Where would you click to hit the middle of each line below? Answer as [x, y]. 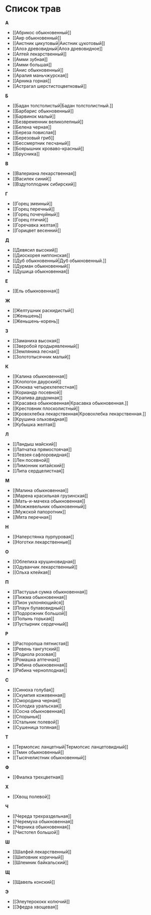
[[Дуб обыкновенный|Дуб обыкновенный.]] [59, 261]
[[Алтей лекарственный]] [40, 54]
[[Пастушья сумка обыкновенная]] [50, 592]
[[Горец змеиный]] [32, 203]
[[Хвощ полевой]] [31, 797]
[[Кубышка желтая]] [34, 424]
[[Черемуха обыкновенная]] [43, 821]
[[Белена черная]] [32, 127]
